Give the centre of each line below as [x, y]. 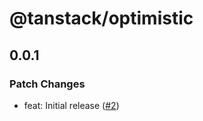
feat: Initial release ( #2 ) [71, 105]
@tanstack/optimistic [101, 18]
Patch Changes [47, 84]
